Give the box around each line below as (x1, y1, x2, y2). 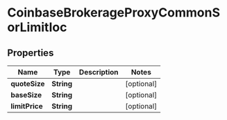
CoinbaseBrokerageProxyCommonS (7, 5, 221, 21)
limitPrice (10, 101, 43, 111)
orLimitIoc (7, 19, 67, 35)
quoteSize (10, 79, 45, 88)
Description (78, 68, 119, 77)
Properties (7, 47, 54, 59)
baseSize (10, 90, 42, 99)
